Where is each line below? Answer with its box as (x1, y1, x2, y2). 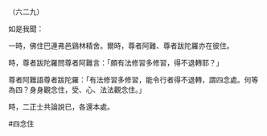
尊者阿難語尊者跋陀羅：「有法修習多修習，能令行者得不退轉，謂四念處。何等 (8, 75, 259, 84)
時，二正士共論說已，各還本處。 (8, 102, 114, 111)
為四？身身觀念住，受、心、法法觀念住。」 (8, 85, 146, 94)
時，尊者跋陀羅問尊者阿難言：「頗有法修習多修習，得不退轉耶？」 (8, 58, 224, 67)
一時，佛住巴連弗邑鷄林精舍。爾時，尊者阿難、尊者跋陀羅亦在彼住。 (8, 41, 234, 50)
